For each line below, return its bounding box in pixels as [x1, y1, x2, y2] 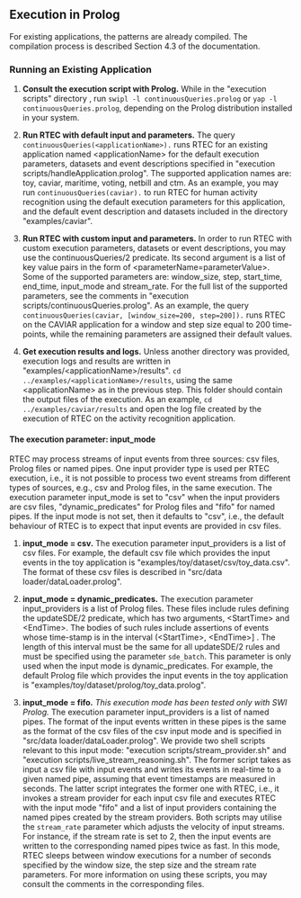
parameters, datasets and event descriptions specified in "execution [22, 158, 276, 169]
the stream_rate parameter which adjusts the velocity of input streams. [22, 822, 285, 832]
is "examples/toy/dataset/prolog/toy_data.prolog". [22, 679, 207, 691]
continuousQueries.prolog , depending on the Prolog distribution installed [22, 103, 293, 113]
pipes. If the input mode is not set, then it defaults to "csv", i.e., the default [9, 511, 285, 522]
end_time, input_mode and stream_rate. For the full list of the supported [22, 281, 288, 292]
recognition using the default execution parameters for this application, [22, 197, 286, 208]
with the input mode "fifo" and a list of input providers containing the [22, 803, 277, 813]
